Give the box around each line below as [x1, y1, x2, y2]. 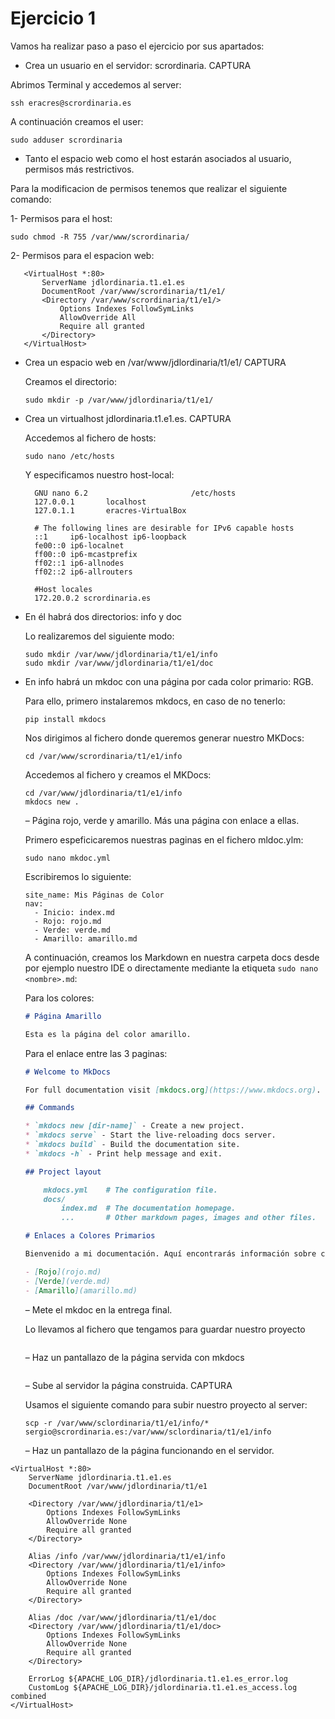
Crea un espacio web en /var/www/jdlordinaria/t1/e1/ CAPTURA [24, 356, 287, 368]
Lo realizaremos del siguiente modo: [24, 630, 175, 642]
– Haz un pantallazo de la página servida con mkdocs [24, 1351, 245, 1363]
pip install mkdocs [24, 714, 107, 724]
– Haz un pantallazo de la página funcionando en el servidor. [24, 1444, 275, 1456]
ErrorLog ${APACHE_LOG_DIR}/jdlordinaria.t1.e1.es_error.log [28, 1673, 288, 1684]
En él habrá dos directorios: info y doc [24, 610, 183, 622]
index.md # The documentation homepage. [61, 1203, 237, 1214]
